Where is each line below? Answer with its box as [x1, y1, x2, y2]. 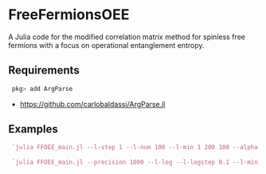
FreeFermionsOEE [8, 6, 130, 24]
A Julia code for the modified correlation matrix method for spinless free [8, 32, 245, 42]
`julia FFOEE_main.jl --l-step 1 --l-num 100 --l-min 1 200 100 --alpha [11, 144, 259, 152]
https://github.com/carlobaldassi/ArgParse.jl [19, 99, 166, 109]
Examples [8, 122, 58, 136]
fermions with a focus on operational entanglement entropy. [8, 40, 205, 49]
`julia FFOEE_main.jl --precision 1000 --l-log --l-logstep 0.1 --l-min [11, 158, 259, 167]
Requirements [8, 64, 80, 77]
